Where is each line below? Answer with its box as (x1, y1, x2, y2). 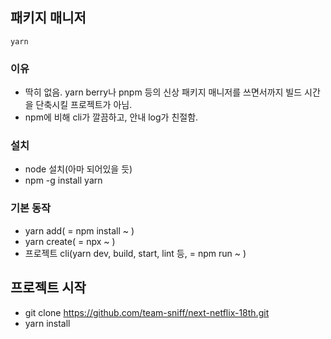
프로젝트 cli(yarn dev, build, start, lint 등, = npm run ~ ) (24, 247, 247, 259)
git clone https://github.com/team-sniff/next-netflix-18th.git (24, 306, 270, 318)
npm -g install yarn (24, 174, 103, 187)
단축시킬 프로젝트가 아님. (35, 99, 133, 111)
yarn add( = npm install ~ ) (24, 224, 135, 237)
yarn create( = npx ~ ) (24, 235, 116, 247)
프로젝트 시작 (10, 279, 87, 297)
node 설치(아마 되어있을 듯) (24, 163, 133, 175)
